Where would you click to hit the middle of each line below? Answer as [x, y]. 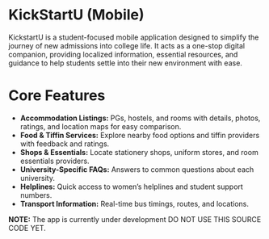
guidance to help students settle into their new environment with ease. [125, 63]
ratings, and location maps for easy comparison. [101, 126]
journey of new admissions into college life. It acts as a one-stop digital [126, 45]
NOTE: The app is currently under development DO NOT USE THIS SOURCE [135, 219]
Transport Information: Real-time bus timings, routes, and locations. [134, 203]
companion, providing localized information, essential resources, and [123, 54]
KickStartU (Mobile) [76, 15]
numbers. [36, 195]
